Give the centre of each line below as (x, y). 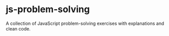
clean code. (18, 28)
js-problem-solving (48, 9)
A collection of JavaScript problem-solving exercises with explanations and (85, 23)
